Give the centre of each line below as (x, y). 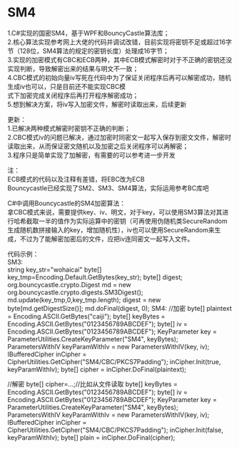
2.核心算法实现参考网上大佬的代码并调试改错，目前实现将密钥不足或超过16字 (119, 42)
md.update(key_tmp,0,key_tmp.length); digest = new (84, 299)
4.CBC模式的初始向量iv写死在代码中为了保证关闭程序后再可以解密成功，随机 (119, 77)
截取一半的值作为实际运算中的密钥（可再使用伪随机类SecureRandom (127, 221)
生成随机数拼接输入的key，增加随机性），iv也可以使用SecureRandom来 (111, 229)
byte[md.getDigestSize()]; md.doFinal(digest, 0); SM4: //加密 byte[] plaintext (119, 308)
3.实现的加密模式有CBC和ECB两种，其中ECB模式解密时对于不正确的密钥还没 (120, 60)
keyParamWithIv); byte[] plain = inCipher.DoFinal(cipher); (91, 437)
